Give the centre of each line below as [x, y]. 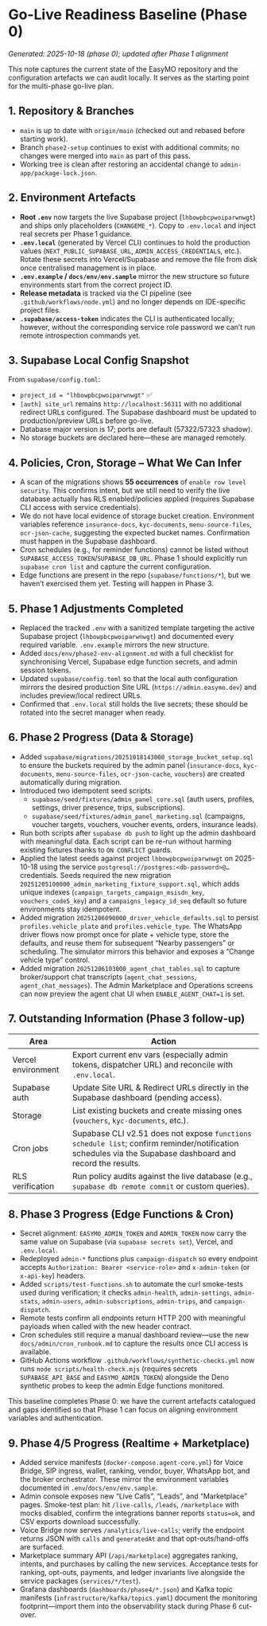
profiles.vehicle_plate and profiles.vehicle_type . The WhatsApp [131, 926]
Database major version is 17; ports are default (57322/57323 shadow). [136, 429]
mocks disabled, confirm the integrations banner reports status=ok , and [137, 1513]
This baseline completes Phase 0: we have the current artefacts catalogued [132, 1401]
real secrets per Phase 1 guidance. [76, 233]
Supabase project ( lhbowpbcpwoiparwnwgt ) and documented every [127, 636]
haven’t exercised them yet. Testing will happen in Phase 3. [117, 584]
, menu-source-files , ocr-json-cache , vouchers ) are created [148, 774]
